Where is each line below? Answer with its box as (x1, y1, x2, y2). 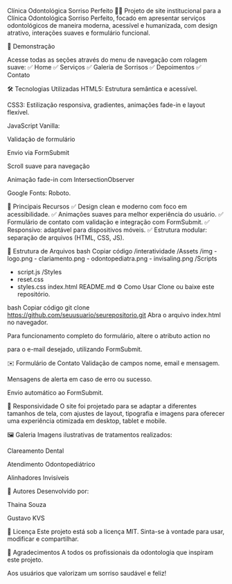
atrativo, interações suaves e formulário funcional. (7, 28, 150, 37)
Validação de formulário (7, 135, 75, 143)
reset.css (17, 275, 44, 283)
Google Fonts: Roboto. (7, 189, 71, 197)
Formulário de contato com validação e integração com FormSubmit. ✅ (7, 218, 210, 226)
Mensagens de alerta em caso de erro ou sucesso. (7, 375, 152, 383)
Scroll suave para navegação (7, 162, 90, 170)
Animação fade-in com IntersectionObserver (7, 176, 135, 183)
